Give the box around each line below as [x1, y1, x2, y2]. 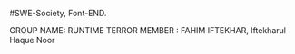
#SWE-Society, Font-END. [9, 8, 107, 18]
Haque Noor [9, 35, 55, 45]
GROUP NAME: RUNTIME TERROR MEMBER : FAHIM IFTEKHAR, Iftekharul [9, 25, 286, 35]
